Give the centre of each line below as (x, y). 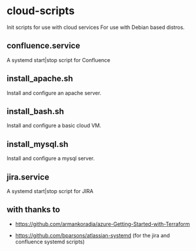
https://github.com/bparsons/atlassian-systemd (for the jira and (92, 235)
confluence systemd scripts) (50, 242)
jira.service (28, 177)
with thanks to (34, 210)
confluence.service (44, 46)
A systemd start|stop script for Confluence (59, 60)
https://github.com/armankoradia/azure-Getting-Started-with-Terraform (102, 224)
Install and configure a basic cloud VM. (54, 126)
